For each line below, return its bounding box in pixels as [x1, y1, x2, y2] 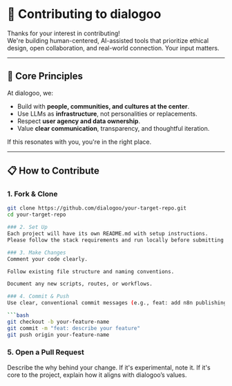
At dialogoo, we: [7, 89, 54, 97]
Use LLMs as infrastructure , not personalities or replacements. [17, 109, 198, 118]
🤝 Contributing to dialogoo [7, 6, 162, 22]
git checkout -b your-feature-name [7, 318, 110, 325]
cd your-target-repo [7, 211, 67, 219]
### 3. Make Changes [7, 249, 67, 256]
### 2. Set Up [7, 224, 48, 231]
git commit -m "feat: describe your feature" [7, 324, 140, 331]
